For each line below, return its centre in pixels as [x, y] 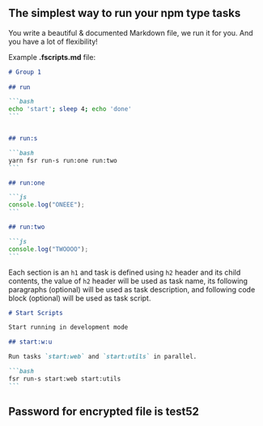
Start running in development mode [68, 327]
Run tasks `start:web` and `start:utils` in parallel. [103, 357]
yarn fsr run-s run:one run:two [63, 160]
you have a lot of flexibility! [53, 41]
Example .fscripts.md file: [52, 57]
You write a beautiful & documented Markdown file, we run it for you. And [131, 32]
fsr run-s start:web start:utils [65, 379]
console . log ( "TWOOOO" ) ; [49, 249]
